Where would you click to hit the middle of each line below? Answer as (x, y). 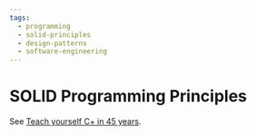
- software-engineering (62, 52)
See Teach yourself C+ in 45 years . (75, 121)
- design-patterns (53, 43)
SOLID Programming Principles (128, 97)
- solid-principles (54, 34)
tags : (20, 18)
